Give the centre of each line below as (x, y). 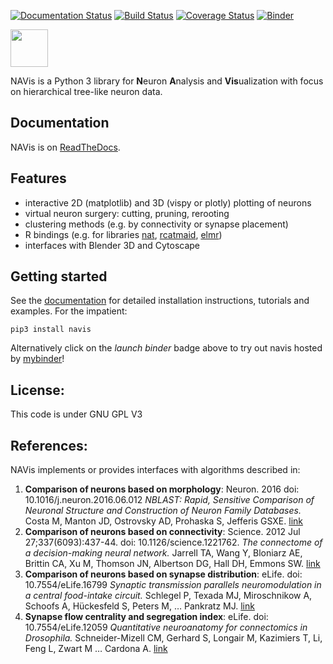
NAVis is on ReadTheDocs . (65, 147)
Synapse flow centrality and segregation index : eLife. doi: (146, 617)
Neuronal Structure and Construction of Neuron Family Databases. (163, 511)
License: (37, 390)
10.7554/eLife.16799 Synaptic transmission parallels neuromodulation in (173, 585)
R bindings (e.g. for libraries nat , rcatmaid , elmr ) (123, 234)
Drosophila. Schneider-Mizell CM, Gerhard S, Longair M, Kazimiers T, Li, (173, 638)
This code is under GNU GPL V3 (76, 414)
